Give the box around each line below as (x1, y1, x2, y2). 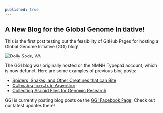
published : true (5, 7, 39, 12)
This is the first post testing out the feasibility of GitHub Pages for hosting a (5, 38, 159, 44)
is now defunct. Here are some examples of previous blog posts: (5, 68, 137, 74)
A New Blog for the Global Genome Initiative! (5, 26, 145, 34)
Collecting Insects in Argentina (12, 83, 75, 88)
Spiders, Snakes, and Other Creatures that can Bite (12, 77, 117, 84)
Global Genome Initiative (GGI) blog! (5, 44, 79, 50)
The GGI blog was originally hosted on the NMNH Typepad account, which (5, 62, 157, 69)
